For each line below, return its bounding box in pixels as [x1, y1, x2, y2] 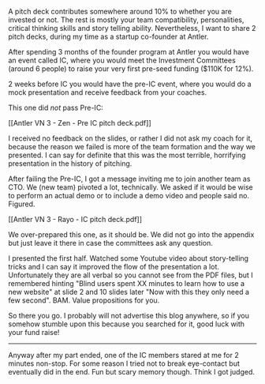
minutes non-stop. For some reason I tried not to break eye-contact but [8, 359, 241, 368]
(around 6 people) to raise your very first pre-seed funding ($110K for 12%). [8, 64, 254, 73]
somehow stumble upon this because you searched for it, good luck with [8, 319, 245, 329]
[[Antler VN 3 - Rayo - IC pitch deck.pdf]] [8, 215, 143, 224]
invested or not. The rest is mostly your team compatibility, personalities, [8, 15, 244, 24]
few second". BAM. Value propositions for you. [8, 296, 160, 305]
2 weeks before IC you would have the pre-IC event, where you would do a [8, 79, 252, 88]
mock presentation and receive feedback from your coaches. [8, 88, 207, 97]
